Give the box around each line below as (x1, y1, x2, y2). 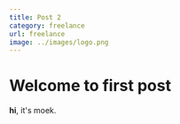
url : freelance (9, 29, 66, 38)
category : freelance (9, 21, 86, 30)
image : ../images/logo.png (9, 37, 109, 47)
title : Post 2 (9, 12, 62, 22)
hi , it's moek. (9, 105, 57, 116)
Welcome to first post (9, 76, 171, 96)
